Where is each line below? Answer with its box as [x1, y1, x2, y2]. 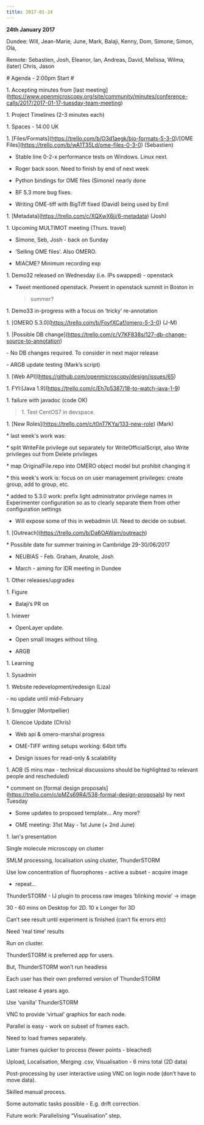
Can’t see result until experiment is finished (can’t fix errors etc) [6, 915, 166, 923]
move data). [6, 1076, 37, 1083]
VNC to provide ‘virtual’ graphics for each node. [6, 1010, 127, 1018]
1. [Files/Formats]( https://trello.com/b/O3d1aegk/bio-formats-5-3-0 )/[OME [6, 135, 194, 142]
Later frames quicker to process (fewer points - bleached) [6, 1046, 152, 1053]
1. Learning [6, 659, 34, 666]
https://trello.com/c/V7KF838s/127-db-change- [67, 331, 187, 338]
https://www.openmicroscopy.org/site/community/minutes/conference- [8, 92, 188, 100]
